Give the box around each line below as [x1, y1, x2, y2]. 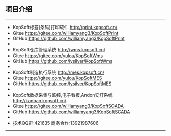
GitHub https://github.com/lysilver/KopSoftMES [12, 80, 112, 87]
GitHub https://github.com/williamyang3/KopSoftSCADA [12, 108, 130, 115]
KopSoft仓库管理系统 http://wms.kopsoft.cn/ [12, 46, 106, 52]
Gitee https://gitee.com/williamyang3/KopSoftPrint [12, 30, 119, 36]
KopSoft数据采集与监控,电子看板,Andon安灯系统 [12, 92, 113, 98]
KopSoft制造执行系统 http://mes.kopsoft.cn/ [12, 69, 104, 75]
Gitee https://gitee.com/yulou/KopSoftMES [12, 75, 102, 81]
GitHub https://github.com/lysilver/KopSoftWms [12, 58, 113, 64]
